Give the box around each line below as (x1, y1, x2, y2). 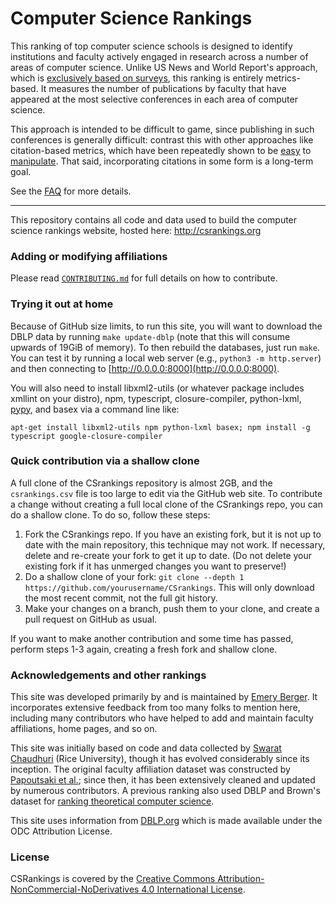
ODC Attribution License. (10, 825, 113, 837)
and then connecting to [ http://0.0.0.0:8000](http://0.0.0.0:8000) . (10, 362, 280, 374)
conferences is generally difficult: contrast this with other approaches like (10, 133, 314, 146)
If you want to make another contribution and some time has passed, (10, 632, 294, 644)
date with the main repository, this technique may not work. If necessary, (24, 538, 326, 551)
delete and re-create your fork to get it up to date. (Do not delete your (24, 549, 313, 561)
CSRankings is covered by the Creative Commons (10, 873, 216, 885)
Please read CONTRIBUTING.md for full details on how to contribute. (10, 272, 278, 284)
